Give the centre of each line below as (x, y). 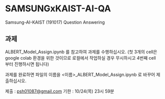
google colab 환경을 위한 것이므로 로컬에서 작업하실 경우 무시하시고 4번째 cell (81, 58)
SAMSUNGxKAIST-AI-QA (58, 9)
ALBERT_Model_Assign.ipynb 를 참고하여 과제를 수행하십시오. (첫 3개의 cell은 (81, 52)
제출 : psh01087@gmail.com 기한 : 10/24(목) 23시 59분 (60, 91)
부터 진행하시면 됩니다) (27, 64)
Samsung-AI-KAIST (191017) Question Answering (55, 22)
